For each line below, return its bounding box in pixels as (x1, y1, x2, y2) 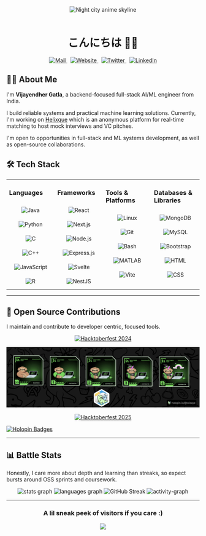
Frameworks (57, 189, 96, 197)
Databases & (154, 189, 193, 197)
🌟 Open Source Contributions (6, 307, 121, 317)
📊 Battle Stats (6, 450, 62, 460)
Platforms (105, 196, 136, 205)
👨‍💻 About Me (6, 74, 58, 85)
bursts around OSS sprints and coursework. (6, 476, 117, 483)
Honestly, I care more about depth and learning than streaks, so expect (6, 470, 186, 477)
